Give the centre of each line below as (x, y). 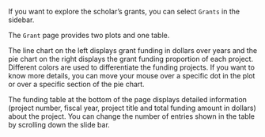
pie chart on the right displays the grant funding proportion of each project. (131, 59)
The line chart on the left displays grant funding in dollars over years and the (133, 50)
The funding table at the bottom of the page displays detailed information (128, 99)
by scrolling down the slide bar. (59, 125)
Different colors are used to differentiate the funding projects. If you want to (132, 67)
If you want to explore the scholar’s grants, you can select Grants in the (124, 11)
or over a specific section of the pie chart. (76, 84)
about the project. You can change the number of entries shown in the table (132, 116)
